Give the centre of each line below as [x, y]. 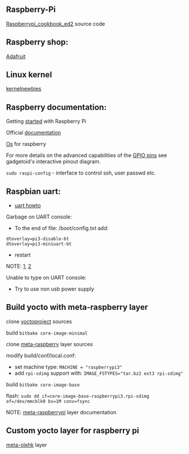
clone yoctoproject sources [39, 321]
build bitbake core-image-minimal [47, 333]
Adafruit [16, 56]
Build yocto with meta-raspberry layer [77, 307]
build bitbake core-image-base [43, 384]
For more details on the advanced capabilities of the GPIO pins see [87, 155]
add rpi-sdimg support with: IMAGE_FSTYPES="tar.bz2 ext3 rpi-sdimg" [99, 373]
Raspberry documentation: [56, 107]
